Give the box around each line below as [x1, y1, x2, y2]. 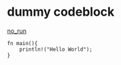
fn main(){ [7, 40, 38, 47]
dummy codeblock [7, 4, 115, 20]
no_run [7, 27, 27, 35]
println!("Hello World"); [19, 46, 93, 53]
